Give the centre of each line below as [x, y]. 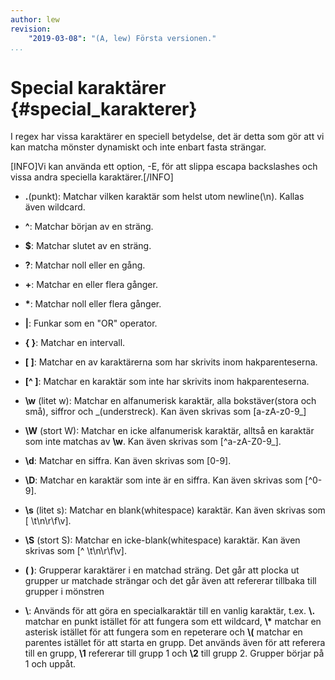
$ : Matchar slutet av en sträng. [88, 246]
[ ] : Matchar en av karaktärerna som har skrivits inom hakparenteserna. [171, 362]
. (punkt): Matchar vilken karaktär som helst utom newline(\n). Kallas [164, 197]
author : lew [35, 19]
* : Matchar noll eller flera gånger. [93, 304]
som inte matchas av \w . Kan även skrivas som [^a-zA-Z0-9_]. [153, 442]
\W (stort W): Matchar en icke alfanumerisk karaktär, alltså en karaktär [169, 431]
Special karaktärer [88, 87]
